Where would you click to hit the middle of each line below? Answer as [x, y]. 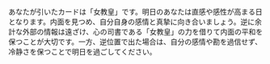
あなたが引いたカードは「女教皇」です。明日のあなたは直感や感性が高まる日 [135, 12]
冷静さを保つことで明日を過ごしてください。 [82, 52]
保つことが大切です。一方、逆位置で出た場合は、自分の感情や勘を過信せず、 [135, 42]
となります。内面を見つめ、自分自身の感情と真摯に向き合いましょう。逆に [132, 22]
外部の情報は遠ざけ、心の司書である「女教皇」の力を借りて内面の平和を [143, 32]
